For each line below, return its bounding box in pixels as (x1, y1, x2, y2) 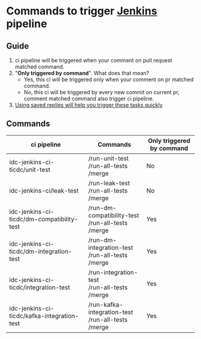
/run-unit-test (88, 154, 129, 163)
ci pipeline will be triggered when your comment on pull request (14, 57, 172, 64)
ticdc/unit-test (9, 165, 51, 173)
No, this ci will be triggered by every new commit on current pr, (23, 89, 179, 95)
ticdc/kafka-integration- (9, 311, 79, 320)
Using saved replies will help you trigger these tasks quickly (14, 101, 163, 109)
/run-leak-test (88, 179, 130, 187)
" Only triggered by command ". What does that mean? (14, 70, 150, 76)
